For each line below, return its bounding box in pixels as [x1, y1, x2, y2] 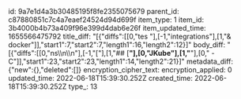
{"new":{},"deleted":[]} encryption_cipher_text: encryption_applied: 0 [8, 65, 232, 74]
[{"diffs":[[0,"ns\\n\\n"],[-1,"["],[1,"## [8, 49, 125, 57]
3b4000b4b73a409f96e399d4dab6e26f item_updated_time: [8, 24, 207, 32]
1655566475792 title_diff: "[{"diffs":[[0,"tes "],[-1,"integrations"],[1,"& [8, 31, 232, 41]
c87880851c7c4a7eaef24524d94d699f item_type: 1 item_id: [8, 15, 204, 24]
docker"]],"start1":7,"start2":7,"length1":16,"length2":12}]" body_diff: [8, 40, 226, 49]
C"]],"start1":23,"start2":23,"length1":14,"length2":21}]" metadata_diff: [8, 57, 234, 66]
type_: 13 [68, 82, 98, 91]
